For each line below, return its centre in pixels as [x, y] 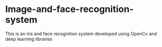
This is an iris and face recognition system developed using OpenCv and [81, 33]
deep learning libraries [29, 39]
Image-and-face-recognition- [69, 9]
